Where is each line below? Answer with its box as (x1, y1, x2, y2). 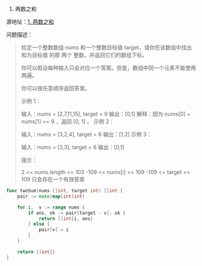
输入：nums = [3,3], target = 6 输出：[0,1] (21, 144, 125, 151)
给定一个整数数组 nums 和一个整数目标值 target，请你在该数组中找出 (21, 44, 192, 51)
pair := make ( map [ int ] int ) (17, 193, 85, 199)
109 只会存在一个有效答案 (21, 176, 85, 183)
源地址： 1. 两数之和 (6, 18, 54, 25)
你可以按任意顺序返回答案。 (21, 85, 91, 92)
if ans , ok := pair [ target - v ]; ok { (28, 210, 126, 216)
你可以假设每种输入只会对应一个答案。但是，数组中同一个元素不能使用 (21, 64, 197, 71)
